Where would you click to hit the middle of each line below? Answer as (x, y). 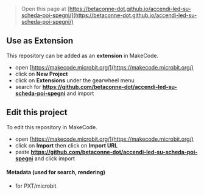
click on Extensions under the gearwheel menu (75, 80)
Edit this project (37, 112)
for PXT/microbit (36, 186)
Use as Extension (40, 41)
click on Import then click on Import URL (66, 145)
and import (80, 93)
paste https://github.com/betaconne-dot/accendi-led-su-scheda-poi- (106, 152)
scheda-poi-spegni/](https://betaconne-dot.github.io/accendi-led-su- (109, 15)
